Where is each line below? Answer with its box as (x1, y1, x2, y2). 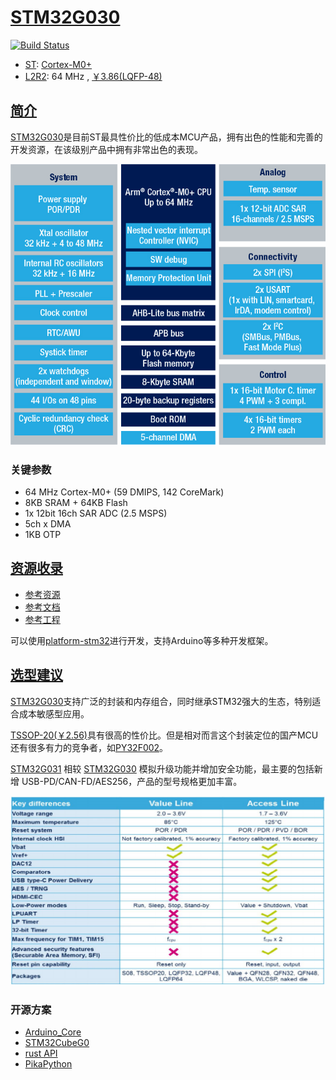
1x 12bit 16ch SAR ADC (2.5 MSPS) (24, 507, 168, 520)
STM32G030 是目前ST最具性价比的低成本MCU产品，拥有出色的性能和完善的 (10, 131, 323, 143)
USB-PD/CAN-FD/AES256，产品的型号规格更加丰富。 (21, 775, 243, 787)
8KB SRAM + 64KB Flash (24, 497, 128, 509)
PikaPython (24, 1058, 73, 1070)
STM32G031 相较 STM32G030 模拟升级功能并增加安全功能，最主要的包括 (10, 762, 315, 775)
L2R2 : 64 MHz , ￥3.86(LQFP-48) (24, 70, 163, 82)
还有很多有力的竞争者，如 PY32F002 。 (10, 741, 169, 753)
